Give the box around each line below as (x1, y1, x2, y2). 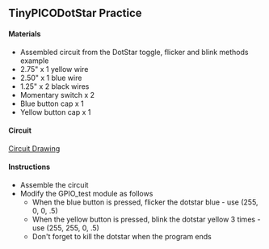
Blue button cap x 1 (19, 99, 84, 108)
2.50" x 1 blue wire (19, 73, 82, 82)
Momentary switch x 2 (19, 90, 95, 99)
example (19, 56, 49, 65)
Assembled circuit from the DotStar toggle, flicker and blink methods (19, 47, 249, 57)
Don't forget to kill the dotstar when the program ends (32, 232, 212, 241)
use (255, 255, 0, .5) (32, 223, 99, 233)
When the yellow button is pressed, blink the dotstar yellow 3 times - (32, 214, 261, 224)
